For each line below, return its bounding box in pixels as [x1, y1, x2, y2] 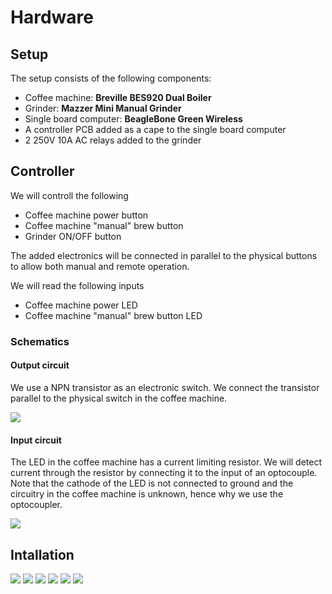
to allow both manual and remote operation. [10, 260, 190, 272]
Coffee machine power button [24, 209, 149, 221]
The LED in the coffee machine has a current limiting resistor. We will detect [10, 456, 323, 468]
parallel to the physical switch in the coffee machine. [10, 392, 228, 404]
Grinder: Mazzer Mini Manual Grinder [24, 102, 182, 114]
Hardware [10, 6, 94, 29]
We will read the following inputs [10, 279, 145, 291]
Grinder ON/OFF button [24, 230, 122, 242]
